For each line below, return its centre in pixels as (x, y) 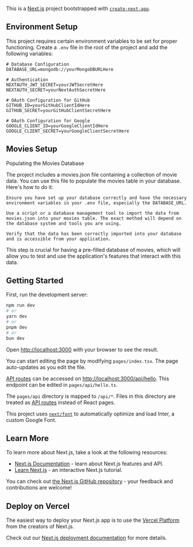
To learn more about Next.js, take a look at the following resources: (87, 453)
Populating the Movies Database (45, 163)
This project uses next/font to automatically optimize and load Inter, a (90, 414)
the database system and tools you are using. (64, 223)
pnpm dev (17, 327)
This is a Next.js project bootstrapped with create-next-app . (78, 9)
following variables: (30, 53)
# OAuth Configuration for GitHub (48, 100)
